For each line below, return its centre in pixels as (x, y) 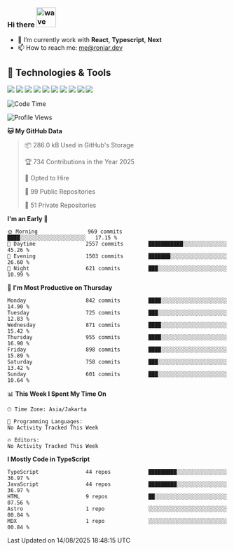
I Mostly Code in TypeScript (48, 459)
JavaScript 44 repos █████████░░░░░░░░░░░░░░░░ (117, 484)
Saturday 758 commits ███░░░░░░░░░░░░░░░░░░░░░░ (117, 362)
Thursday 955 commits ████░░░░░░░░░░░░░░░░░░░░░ (117, 338)
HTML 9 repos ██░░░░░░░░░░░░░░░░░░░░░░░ (117, 497)
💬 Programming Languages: (45, 422)
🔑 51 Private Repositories (60, 205)
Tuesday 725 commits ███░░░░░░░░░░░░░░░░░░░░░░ (117, 313)
